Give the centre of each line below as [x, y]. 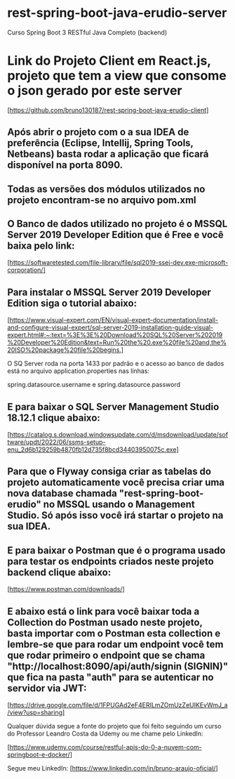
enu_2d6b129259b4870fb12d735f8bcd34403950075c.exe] [93, 450]
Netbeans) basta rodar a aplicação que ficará [108, 154]
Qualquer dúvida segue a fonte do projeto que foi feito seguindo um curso [114, 726]
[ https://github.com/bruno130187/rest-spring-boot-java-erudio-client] [108, 110]
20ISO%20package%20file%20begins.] [66, 350]
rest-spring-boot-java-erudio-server [117, 13]
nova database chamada [62, 493]
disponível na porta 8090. [65, 165]
